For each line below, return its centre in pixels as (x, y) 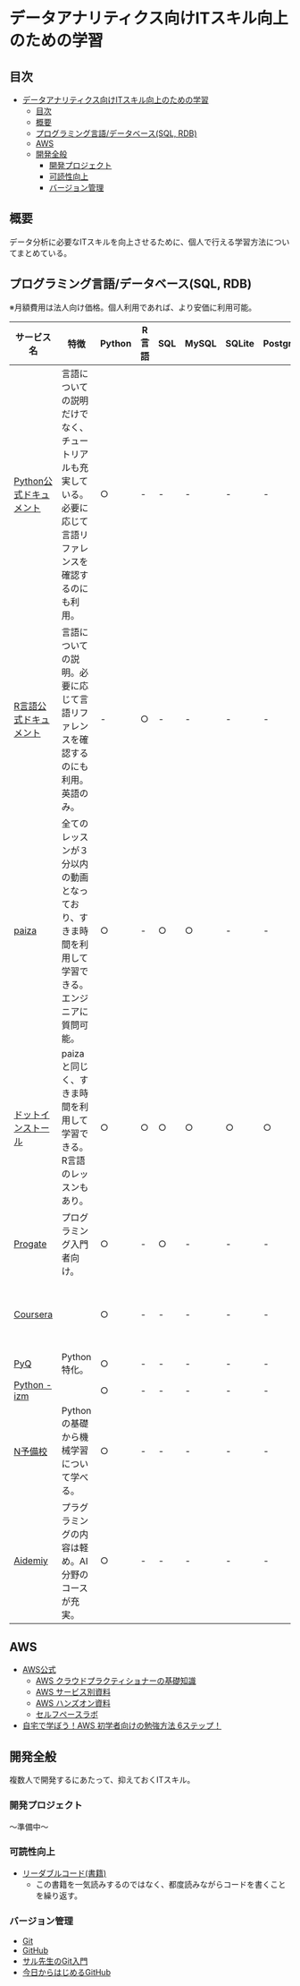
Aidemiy (31, 1561)
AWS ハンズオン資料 (73, 1703)
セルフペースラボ (67, 1715)
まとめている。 (44, 253)
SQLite (240, 343)
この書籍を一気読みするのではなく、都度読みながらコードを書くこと (161, 1884)
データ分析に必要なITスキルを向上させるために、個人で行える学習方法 (137, 242)
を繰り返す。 (59, 1896)
